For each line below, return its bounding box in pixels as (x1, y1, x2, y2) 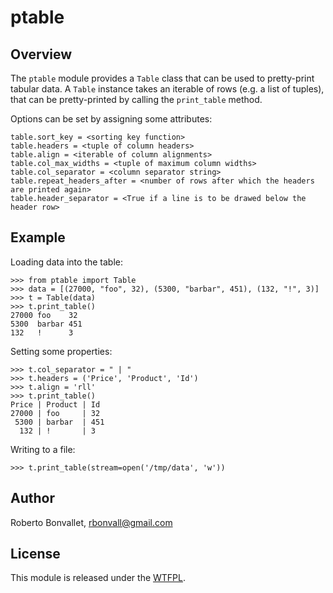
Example (10, 229, 66, 246)
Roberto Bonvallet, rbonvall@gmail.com (10, 516, 173, 528)
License (10, 546, 61, 563)
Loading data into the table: (10, 256, 124, 268)
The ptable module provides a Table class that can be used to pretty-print (10, 72, 315, 84)
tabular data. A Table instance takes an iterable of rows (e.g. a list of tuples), (10, 83, 325, 95)
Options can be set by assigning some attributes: (10, 113, 213, 125)
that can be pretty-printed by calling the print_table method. (10, 94, 263, 105)
